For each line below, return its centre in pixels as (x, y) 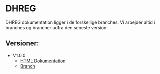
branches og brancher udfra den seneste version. (56, 27)
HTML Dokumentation (43, 61)
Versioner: (22, 44)
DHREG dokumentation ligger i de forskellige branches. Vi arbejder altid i (80, 22)
